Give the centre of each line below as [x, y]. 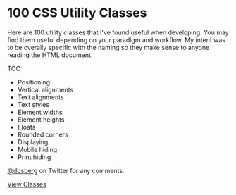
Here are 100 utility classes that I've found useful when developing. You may [118, 32]
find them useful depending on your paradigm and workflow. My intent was [117, 39]
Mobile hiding [37, 149]
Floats [26, 127]
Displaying [33, 141]
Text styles [33, 104]
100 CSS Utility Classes [77, 13]
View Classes [27, 184]
